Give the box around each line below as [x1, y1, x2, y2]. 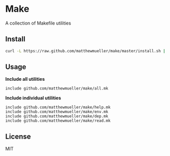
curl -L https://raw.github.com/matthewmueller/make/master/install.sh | [5, 48, 166, 54]
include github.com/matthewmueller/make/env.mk [5, 109, 109, 115]
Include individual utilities [5, 95, 61, 101]
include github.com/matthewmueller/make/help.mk [5, 105, 111, 110]
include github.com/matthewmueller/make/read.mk [5, 118, 111, 123]
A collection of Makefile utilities [5, 20, 71, 26]
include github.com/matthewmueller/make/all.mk [5, 86, 109, 91]
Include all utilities [5, 76, 45, 82]
